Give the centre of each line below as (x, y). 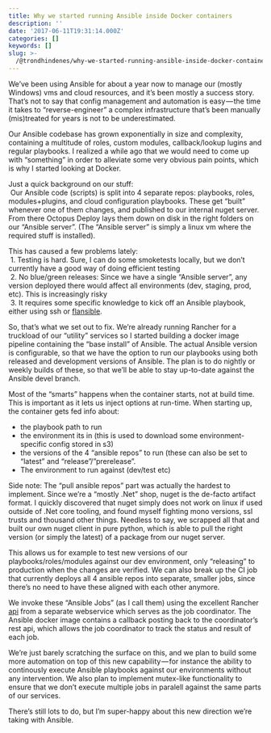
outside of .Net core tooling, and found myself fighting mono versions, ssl (131, 511)
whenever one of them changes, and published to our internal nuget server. (134, 209)
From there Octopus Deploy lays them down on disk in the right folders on (131, 218)
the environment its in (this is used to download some (109, 435)
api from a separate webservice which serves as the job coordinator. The (130, 611)
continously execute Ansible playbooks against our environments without (130, 670)
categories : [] (34, 38)
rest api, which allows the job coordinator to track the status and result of (130, 628)
